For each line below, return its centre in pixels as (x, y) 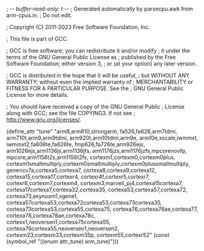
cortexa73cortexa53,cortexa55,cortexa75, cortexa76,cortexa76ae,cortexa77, (102, 209)
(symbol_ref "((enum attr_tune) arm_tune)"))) (62, 241)
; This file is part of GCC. (37, 39)
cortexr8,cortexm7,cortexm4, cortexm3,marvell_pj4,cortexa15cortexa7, (95, 183)
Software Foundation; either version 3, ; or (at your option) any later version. (102, 64)
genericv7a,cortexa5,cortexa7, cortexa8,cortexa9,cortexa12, (81, 170)
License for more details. (37, 95)
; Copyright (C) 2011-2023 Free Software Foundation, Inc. (78, 27)
